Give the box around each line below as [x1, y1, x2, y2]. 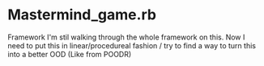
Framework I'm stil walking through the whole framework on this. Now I [7, 32, 245, 42]
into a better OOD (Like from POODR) [7, 49, 132, 59]
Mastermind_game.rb [7, 6, 157, 24]
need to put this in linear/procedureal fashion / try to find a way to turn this [7, 40, 257, 50]
